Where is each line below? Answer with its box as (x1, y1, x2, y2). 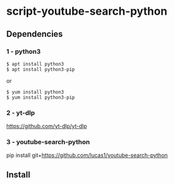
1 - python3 (6, 47, 41, 56)
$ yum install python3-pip (6, 94, 75, 101)
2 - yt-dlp (6, 109, 35, 117)
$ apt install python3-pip (6, 66, 75, 72)
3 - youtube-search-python (6, 138, 90, 147)
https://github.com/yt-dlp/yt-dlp (6, 123, 87, 130)
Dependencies (6, 29, 63, 39)
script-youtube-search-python (6, 4, 168, 18)
